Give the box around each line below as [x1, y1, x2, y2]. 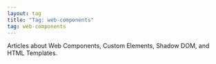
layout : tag [7, 10, 41, 17]
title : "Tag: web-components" [7, 17, 95, 23]
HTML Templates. [7, 49, 58, 57]
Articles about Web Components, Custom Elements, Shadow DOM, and [7, 42, 210, 50]
